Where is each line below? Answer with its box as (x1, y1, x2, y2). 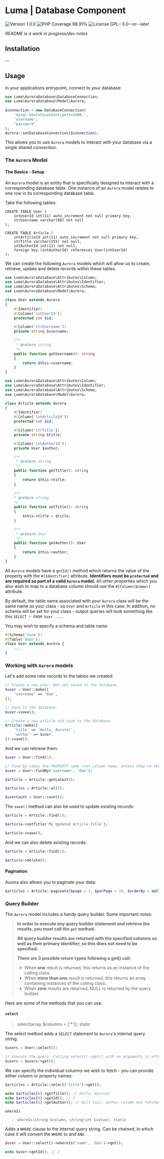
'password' (14, 121, 36, 127)
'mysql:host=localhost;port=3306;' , (14, 112, 89, 117)
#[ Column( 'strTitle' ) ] (14, 428, 60, 433)
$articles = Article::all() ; (5, 786, 64, 791)
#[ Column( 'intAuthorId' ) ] (14, 441, 67, 446)
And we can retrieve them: (5, 745, 59, 751)
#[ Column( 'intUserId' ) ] (14, 311, 62, 316)
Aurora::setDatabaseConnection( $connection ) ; (5, 130, 99, 135)
